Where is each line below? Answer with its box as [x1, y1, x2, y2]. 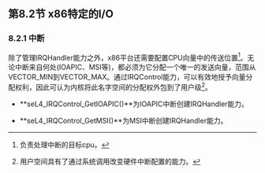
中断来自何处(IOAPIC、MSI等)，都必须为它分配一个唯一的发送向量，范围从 [14, 62, 256, 72]
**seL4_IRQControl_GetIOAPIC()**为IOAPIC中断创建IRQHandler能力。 [19, 99, 248, 109]
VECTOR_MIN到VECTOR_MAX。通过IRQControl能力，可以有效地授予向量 [8, 72, 246, 82]
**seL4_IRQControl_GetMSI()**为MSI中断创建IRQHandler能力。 [19, 116, 228, 125]
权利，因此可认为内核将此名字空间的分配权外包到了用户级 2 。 [14, 81, 213, 92]
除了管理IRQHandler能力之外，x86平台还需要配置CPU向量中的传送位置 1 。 [8, 51, 248, 62]
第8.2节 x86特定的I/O [8, 7, 114, 21]
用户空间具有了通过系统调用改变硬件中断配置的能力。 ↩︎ [19, 156, 201, 166]
